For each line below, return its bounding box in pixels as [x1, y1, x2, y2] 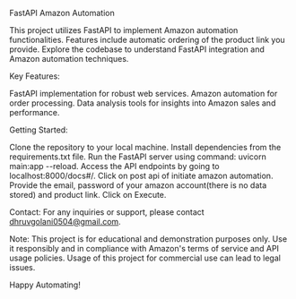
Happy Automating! [9, 279, 81, 290]
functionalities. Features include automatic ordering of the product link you [9, 35, 285, 45]
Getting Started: [9, 124, 69, 135]
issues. [9, 262, 36, 272]
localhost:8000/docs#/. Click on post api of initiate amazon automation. [9, 170, 274, 181]
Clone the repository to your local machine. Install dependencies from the [9, 142, 282, 152]
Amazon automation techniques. [9, 54, 129, 64]
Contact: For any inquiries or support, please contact [9, 207, 205, 218]
